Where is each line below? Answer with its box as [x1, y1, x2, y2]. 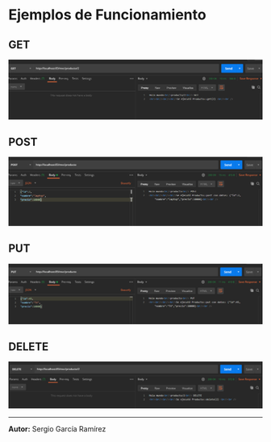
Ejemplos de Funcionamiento [8, 6, 207, 24]
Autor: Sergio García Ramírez [8, 424, 106, 433]
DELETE [8, 340, 49, 354]
